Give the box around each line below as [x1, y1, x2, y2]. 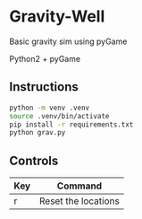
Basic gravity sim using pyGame [9, 36, 128, 47]
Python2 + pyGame [9, 53, 81, 64]
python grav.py [9, 128, 66, 137]
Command [56, 180, 103, 192]
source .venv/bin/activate [9, 111, 110, 120]
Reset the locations [38, 195, 121, 207]
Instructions [9, 79, 79, 95]
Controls [9, 153, 59, 168]
